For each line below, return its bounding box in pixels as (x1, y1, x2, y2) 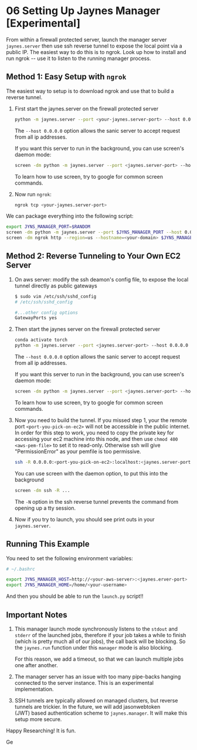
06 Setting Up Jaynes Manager (6, 4, 161, 18)
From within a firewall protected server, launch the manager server (6, 36, 167, 43)
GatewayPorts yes (14, 315, 57, 321)
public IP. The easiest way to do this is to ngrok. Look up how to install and (6, 48, 186, 55)
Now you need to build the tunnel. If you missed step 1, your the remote (14, 416, 188, 424)
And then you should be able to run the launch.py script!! (6, 592, 144, 600)
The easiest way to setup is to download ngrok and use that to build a (6, 87, 174, 95)
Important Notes (6, 610, 67, 620)
